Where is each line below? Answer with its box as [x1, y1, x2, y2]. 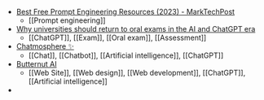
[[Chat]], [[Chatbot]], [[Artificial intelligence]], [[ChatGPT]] [28, 50, 224, 60]
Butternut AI [15, 59, 57, 68]
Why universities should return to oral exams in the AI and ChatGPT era [15, 24, 256, 33]
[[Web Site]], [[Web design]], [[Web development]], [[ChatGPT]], [28, 68, 246, 77]
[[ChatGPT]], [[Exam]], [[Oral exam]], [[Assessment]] [28, 33, 207, 42]
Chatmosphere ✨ [15, 41, 75, 51]
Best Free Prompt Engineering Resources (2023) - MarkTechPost [15, 7, 235, 16]
